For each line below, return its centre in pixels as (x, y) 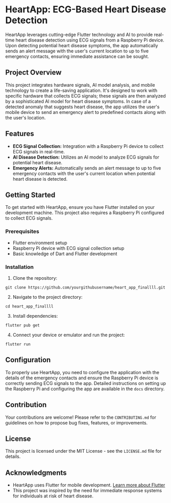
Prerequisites (22, 231)
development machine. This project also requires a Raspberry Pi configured (85, 213)
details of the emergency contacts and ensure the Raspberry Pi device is (82, 378)
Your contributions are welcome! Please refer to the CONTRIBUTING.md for (81, 417)
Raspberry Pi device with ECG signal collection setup (68, 248)
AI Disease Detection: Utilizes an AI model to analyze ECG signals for (86, 157)
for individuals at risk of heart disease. (53, 496)
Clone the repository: (35, 278)
